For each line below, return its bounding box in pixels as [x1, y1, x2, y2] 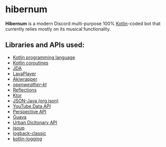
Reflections [12, 87, 37, 93]
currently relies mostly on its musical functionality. [5, 26, 111, 32]
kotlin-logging [12, 135, 42, 141]
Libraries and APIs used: [5, 41, 85, 50]
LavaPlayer [12, 70, 37, 77]
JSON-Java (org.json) [12, 97, 59, 104]
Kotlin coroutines [12, 60, 49, 66]
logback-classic [12, 130, 46, 136]
